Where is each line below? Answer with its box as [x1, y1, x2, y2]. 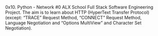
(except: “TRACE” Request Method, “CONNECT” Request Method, [5, 15, 142, 20]
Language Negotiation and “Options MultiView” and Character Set [5, 20, 142, 26]
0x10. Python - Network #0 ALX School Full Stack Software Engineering [5, 4, 153, 10]
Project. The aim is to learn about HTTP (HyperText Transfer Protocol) [5, 9, 149, 15]
